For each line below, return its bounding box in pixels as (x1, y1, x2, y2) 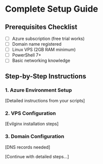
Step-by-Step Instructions (5, 72, 86, 80)
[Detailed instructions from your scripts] (5, 98, 85, 103)
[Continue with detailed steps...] (5, 153, 69, 159)
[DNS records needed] (5, 144, 51, 150)
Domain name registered (12, 41, 62, 47)
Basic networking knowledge (12, 57, 70, 64)
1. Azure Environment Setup (5, 87, 72, 93)
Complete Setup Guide (5, 3, 98, 15)
